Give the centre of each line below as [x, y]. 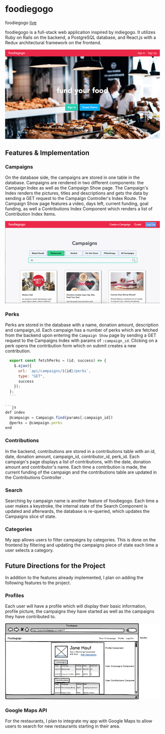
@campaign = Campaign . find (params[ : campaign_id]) [61, 418]
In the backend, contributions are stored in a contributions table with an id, [81, 451]
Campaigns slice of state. [31, 516]
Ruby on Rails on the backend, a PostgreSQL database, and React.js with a [81, 37]
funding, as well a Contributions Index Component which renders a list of [79, 209]
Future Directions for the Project [55, 566]
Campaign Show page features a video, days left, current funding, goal [77, 203]
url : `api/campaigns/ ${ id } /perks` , [55, 371]
